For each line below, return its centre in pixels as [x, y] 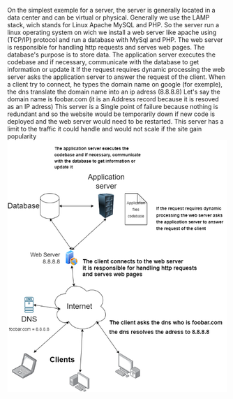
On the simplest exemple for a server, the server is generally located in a [111, 10]
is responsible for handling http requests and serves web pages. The [106, 47]
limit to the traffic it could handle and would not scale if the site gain [105, 129]
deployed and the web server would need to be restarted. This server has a [116, 121]
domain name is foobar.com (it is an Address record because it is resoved [113, 99]
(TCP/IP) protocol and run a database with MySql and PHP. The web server [115, 40]
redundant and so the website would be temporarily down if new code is [111, 114]
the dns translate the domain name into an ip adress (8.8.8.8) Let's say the [114, 92]
